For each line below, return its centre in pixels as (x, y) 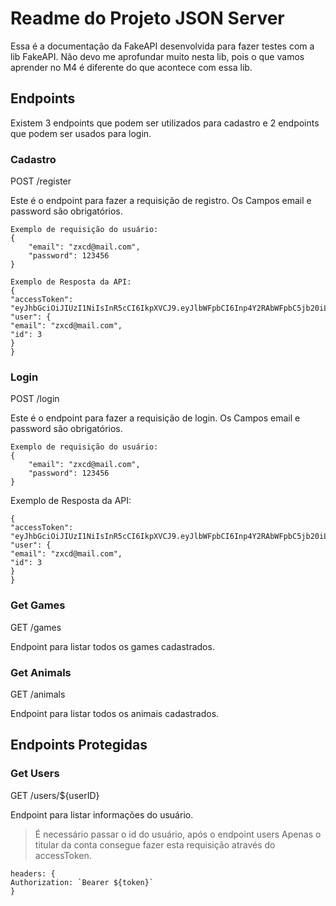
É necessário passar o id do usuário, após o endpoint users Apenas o (178, 834)
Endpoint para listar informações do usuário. (102, 814)
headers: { (33, 873)
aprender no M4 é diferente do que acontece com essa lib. (131, 67)
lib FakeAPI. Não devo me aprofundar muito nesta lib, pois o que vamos (157, 56)
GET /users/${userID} (55, 795)
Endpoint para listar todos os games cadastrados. (112, 646)
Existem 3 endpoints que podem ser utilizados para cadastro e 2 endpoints (165, 123)
